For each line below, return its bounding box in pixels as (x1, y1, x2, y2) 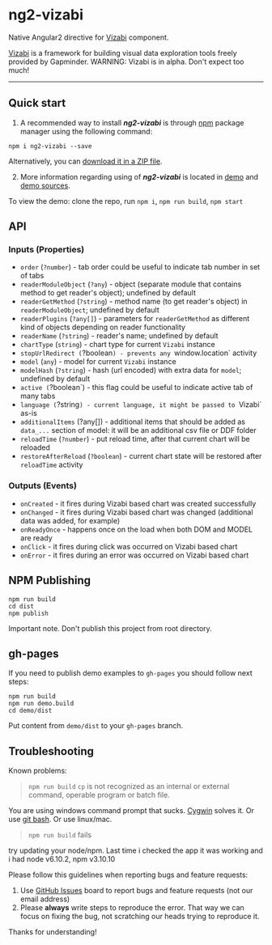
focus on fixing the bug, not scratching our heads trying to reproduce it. (19, 912, 260, 922)
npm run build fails (28, 830, 91, 840)
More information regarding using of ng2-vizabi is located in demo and (19, 172, 259, 181)
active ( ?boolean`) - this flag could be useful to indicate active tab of (19, 383, 253, 392)
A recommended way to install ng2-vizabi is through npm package (19, 117, 244, 127)
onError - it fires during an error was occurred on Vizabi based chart (19, 550, 249, 560)
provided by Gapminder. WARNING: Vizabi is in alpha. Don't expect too (8, 57, 244, 66)
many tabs (19, 391, 56, 401)
